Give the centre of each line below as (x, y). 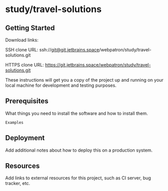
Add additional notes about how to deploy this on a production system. (79, 150)
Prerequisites (27, 101)
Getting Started (30, 28)
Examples (14, 122)
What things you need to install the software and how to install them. (77, 113)
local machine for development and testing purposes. (61, 85)
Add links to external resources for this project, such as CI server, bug (78, 178)
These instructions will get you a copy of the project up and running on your (84, 80)
